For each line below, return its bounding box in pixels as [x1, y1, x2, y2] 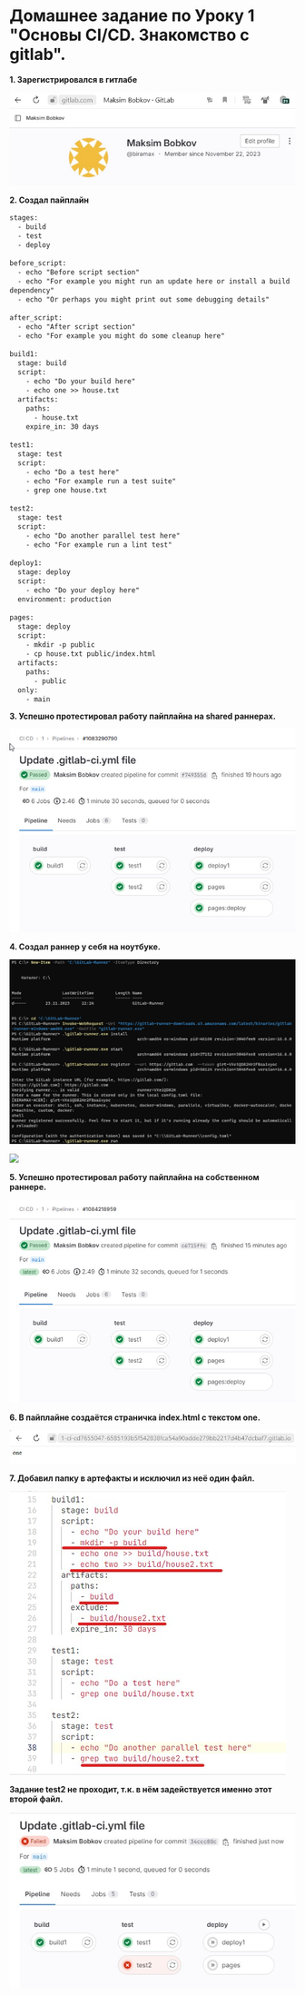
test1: [9, 441, 34, 450]
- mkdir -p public [25, 641, 95, 650]
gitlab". [9, 45, 66, 65]
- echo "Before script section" [17, 268, 141, 277]
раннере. [9, 1181, 47, 1192]
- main [25, 695, 51, 704]
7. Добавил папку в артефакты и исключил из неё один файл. [9, 1473, 255, 1484]
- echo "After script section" [17, 323, 136, 332]
